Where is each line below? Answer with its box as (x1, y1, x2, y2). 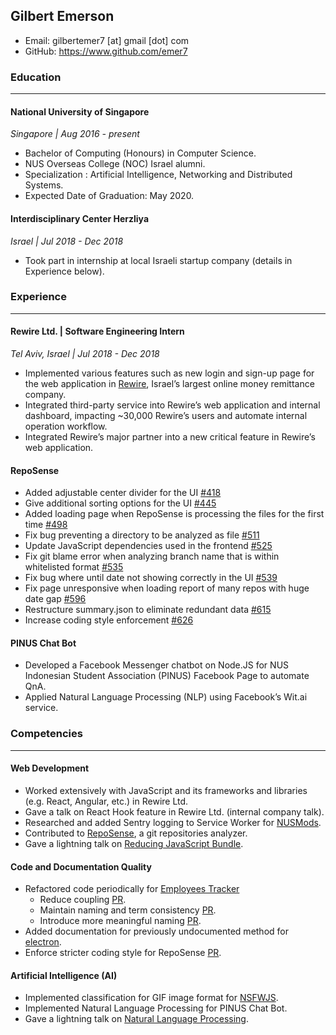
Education (10, 70, 62, 84)
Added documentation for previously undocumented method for (24, 925, 289, 938)
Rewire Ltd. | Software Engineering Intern (10, 325, 185, 338)
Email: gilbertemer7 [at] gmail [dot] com (24, 34, 190, 46)
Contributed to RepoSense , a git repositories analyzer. (24, 827, 248, 839)
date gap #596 (24, 593, 87, 605)
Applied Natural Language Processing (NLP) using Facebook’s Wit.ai (24, 691, 308, 703)
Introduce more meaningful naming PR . (39, 915, 202, 927)
